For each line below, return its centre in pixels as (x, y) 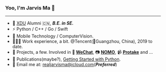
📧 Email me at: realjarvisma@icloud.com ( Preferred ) (65, 65)
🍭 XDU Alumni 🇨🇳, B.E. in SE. (43, 23)
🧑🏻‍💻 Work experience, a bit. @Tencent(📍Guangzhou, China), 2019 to (82, 41)
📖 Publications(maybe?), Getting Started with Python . (66, 59)
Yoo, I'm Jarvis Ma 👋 (30, 8)
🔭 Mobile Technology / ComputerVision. (53, 36)
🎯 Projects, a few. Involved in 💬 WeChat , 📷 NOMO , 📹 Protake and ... (83, 52)
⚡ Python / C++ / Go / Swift (40, 29)
